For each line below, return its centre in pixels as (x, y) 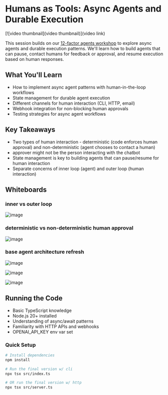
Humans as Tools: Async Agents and (83, 9)
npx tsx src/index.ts (28, 374)
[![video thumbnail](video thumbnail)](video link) (55, 33)
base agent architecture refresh (45, 252)
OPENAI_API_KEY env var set (43, 332)
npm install (18, 360)
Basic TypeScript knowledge (42, 310)
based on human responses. (35, 59)
